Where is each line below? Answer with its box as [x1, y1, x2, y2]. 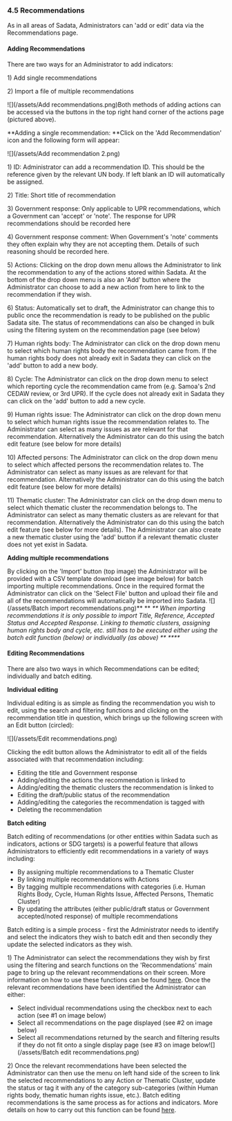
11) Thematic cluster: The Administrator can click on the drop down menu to [7, 496, 222, 504]
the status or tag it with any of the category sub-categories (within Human [7, 1084, 219, 1092]
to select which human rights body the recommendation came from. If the [7, 346, 217, 355]
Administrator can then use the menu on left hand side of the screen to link [7, 1068, 220, 1077]
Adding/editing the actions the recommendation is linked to [17, 776, 186, 784]
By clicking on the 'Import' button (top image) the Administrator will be [7, 567, 207, 575]
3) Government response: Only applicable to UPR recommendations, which [7, 204, 221, 213]
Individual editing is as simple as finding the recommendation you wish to [7, 699, 216, 707]
